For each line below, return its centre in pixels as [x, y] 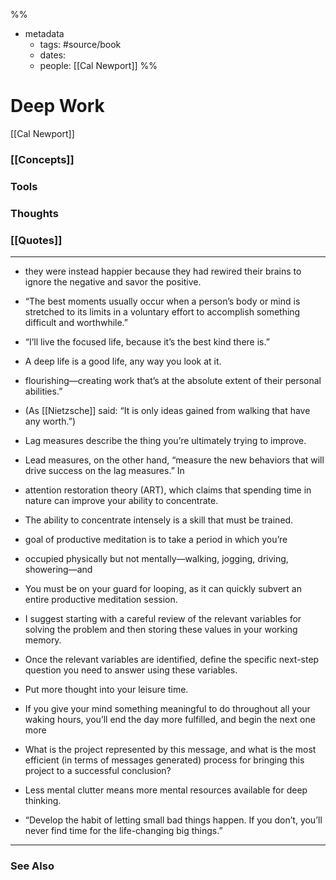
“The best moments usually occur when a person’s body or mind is [162, 301]
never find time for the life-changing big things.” [123, 830]
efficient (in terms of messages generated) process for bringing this [164, 760]
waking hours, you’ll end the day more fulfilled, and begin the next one [170, 719]
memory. [43, 640]
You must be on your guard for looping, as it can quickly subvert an [163, 588]
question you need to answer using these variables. [131, 670]
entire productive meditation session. [101, 599]
